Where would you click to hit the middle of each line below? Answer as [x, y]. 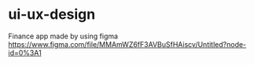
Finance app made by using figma [63, 36]
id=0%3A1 [25, 52]
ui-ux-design [52, 14]
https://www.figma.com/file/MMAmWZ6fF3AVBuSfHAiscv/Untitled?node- [127, 44]
